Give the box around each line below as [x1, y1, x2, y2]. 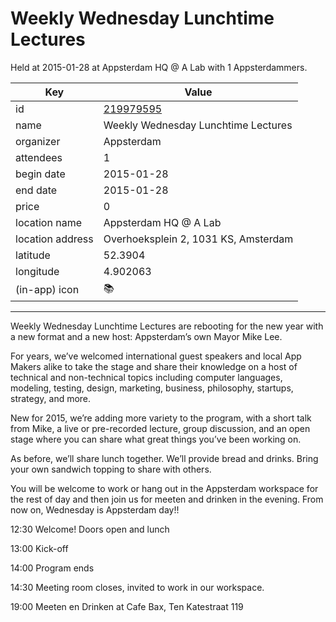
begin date [15, 167, 66, 181]
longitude [15, 264, 60, 278]
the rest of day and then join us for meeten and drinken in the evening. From [10, 493, 324, 505]
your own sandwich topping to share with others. [10, 463, 212, 475]
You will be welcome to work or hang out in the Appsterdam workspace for [10, 482, 319, 494]
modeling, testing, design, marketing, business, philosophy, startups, [10, 382, 294, 394]
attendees [15, 150, 63, 164]
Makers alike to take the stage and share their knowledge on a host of [10, 360, 298, 372]
